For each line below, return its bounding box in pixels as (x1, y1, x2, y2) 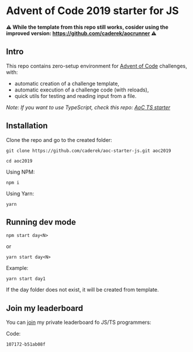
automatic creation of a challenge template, (14, 80, 120, 87)
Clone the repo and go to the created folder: (6, 136, 112, 143)
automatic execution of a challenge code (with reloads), (14, 86, 149, 93)
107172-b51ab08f (6, 341, 46, 347)
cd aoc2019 (6, 158, 33, 164)
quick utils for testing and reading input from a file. (14, 92, 137, 99)
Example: (6, 265, 29, 272)
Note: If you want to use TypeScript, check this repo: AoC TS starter (6, 104, 171, 111)
